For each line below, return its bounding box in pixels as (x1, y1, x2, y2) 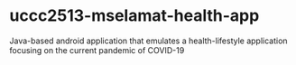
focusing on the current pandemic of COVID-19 (9, 44, 185, 55)
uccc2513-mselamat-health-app (9, 5, 260, 26)
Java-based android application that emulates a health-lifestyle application (9, 35, 288, 46)
